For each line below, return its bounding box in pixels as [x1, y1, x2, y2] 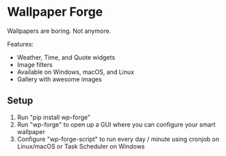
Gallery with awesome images [16, 75, 103, 83]
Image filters [16, 60, 53, 68]
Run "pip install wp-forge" [16, 113, 91, 121]
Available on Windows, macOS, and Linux [16, 68, 135, 76]
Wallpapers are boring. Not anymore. [7, 27, 112, 35]
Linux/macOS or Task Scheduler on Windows [16, 142, 145, 151]
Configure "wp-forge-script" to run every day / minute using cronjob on [16, 135, 220, 143]
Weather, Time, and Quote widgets [16, 53, 115, 62]
